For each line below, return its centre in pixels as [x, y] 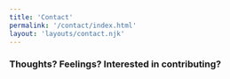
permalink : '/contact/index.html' [73, 25]
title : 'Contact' [41, 17]
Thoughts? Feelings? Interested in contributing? [115, 64]
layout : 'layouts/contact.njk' [67, 33]
